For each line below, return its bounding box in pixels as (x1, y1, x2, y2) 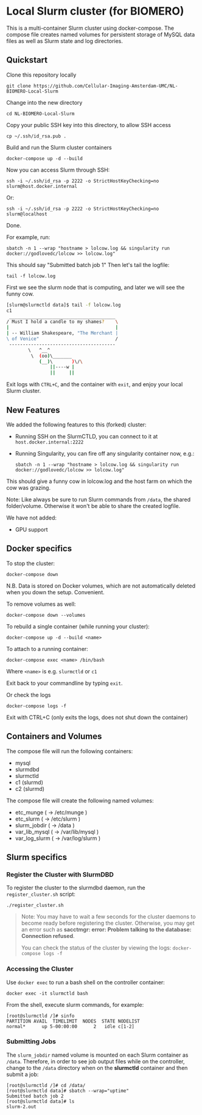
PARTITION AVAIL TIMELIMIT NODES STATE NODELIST (6, 1018, 140, 1024)
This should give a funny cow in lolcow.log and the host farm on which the (6, 478, 193, 485)
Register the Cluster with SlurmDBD (6, 870, 114, 878)
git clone (6, 83, 32, 89)
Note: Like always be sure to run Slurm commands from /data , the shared (6, 496, 191, 503)
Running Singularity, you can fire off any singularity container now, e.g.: (15, 450, 195, 457)
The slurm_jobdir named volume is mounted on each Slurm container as (6, 1051, 189, 1058)
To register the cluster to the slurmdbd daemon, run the (6, 884, 145, 892)
